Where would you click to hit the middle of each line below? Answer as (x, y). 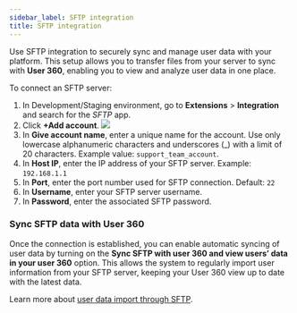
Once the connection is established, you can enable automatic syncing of (144, 243)
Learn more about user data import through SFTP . (101, 299)
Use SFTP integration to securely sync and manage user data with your (140, 51)
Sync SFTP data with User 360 (77, 224)
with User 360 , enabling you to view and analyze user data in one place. (143, 70)
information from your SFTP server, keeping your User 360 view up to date (147, 272)
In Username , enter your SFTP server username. (112, 191)
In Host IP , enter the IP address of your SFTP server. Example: (137, 163)
